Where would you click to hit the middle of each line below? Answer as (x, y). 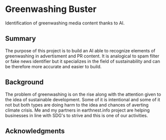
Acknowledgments (35, 131)
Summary (21, 39)
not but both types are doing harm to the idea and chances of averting (77, 105)
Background (24, 82)
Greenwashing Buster (51, 9)
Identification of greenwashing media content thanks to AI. (65, 23)
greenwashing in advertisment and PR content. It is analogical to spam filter (82, 56)
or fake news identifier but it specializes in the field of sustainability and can (83, 61)
